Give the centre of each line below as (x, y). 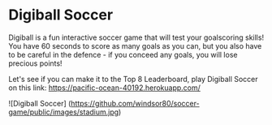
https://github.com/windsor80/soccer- (135, 103)
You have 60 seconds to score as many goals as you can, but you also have (135, 45)
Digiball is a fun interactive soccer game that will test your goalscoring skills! (136, 37)
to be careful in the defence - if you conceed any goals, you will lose (123, 54)
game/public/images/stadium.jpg (64, 112)
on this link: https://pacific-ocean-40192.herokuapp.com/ (105, 88)
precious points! (35, 63)
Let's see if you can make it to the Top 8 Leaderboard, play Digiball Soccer (133, 79)
